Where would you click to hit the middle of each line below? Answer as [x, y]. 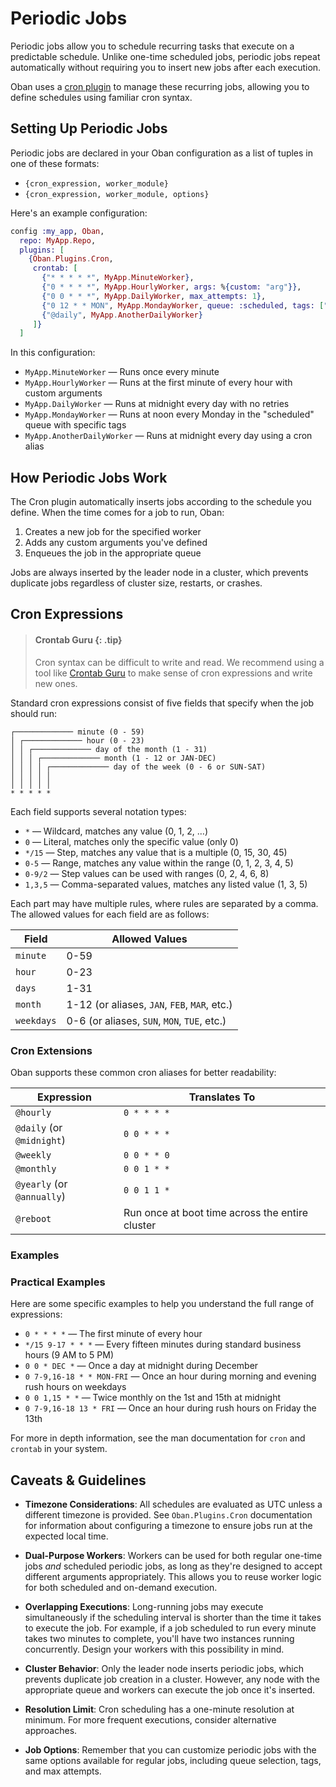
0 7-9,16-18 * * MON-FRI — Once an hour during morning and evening [170, 1376]
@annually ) [40, 1196]
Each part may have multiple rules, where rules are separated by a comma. [164, 903]
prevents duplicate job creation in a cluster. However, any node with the [172, 1679]
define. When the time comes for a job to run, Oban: [117, 513]
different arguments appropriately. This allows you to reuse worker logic [173, 1576]
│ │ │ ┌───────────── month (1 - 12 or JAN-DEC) [113, 758]
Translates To [222, 1097]
